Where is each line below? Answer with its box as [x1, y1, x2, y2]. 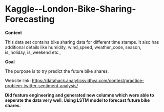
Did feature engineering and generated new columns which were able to [5, 92, 155, 98]
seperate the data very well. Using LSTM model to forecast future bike [5, 97, 150, 103]
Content [5, 30, 22, 35]
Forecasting [5, 14, 55, 25]
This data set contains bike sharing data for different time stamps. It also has [5, 39, 159, 45]
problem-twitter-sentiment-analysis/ [5, 82, 78, 88]
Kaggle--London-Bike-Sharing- [5, 3, 136, 15]
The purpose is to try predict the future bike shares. [5, 68, 109, 74]
